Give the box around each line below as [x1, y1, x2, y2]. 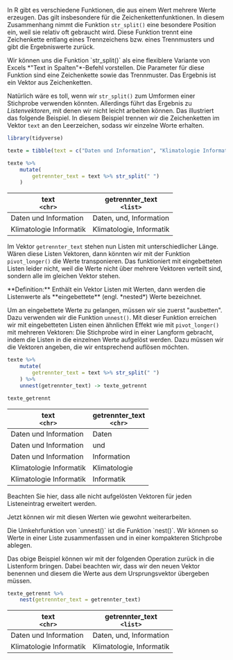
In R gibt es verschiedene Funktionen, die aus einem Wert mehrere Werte [7, 6, 216, 14]
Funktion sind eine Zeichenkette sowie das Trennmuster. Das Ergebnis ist [7, 71, 216, 79]
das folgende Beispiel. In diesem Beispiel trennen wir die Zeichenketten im [7, 114, 220, 122]
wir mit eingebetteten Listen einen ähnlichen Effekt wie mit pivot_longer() [7, 321, 220, 329]
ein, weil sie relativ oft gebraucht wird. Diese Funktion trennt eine [7, 28, 193, 36]
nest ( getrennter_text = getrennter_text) [19, 596, 141, 603]
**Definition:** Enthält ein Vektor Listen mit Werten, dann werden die [7, 285, 206, 294]
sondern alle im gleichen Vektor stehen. [7, 272, 121, 280]
